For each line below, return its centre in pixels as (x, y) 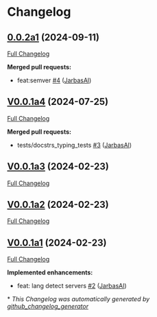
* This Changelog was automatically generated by (78, 299)
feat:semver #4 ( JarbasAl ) (54, 80)
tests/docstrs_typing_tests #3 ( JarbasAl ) (74, 145)
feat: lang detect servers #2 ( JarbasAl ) (72, 286)
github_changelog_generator (48, 307)
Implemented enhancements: (50, 272)
